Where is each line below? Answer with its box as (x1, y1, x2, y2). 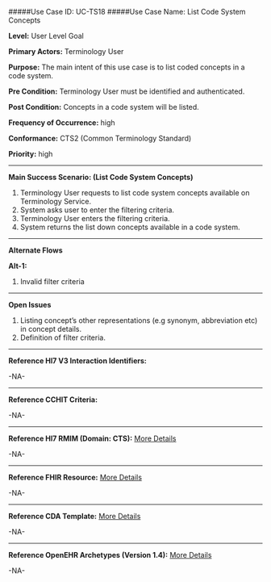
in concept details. (19, 324, 82, 333)
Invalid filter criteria (19, 277, 85, 286)
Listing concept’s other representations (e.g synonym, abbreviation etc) (19, 316, 258, 325)
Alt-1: (8, 262, 27, 270)
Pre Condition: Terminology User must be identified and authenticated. (8, 86, 245, 96)
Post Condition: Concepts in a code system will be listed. (8, 103, 199, 111)
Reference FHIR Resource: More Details (8, 472, 143, 482)
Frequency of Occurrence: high (8, 118, 115, 128)
